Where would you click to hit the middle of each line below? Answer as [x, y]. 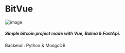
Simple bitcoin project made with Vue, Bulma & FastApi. [63, 33]
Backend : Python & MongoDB [35, 45]
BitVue [19, 9]
